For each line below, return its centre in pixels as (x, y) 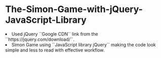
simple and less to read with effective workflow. (55, 50)
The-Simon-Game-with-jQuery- (74, 9)
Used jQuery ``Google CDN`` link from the (55, 34)
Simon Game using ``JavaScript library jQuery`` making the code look (84, 44)
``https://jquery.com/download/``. (40, 39)
